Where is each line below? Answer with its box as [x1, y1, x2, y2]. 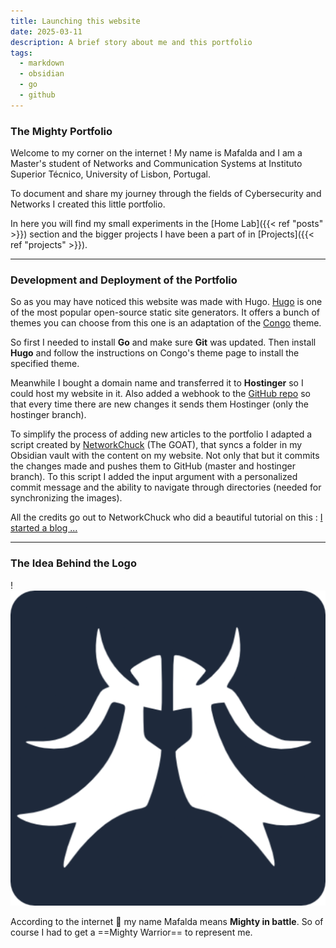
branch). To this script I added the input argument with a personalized [10, 471, 298, 483]
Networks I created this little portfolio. [10, 198, 166, 210]
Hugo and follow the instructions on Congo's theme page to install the [10, 347, 300, 359]
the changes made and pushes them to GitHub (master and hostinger [10, 460, 296, 472]
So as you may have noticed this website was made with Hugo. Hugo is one [10, 296, 323, 308]
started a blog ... [10, 522, 78, 534]
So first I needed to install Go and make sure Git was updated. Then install [10, 336, 317, 349]
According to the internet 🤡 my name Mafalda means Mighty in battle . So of [10, 915, 324, 927]
